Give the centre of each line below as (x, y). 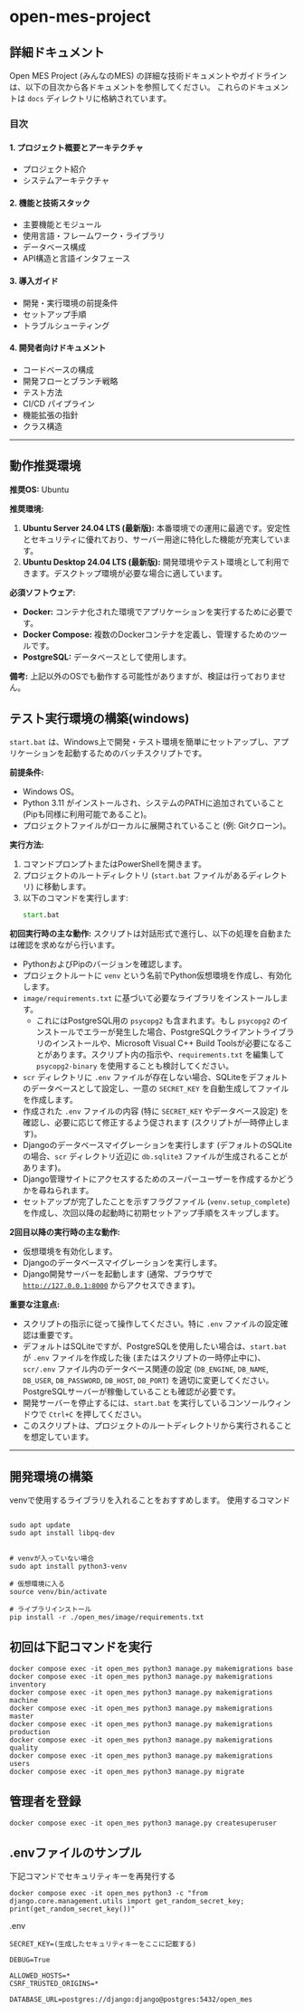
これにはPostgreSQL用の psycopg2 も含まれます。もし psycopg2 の (158, 1021)
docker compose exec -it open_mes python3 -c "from (109, 1894)
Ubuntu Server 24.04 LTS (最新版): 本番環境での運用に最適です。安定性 (157, 527)
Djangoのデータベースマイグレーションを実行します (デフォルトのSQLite (157, 1145)
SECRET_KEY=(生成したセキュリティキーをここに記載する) (103, 1944)
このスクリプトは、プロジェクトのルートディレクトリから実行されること (157, 1426)
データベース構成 (54, 247)
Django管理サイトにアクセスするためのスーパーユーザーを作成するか (150, 1179)
